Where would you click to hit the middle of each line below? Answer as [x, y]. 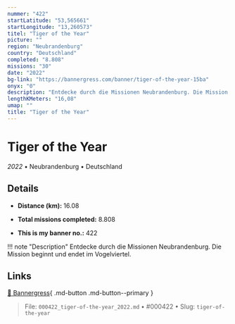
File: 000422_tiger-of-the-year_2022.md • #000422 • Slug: [110, 306]
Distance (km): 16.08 [48, 206]
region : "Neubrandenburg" [45, 46]
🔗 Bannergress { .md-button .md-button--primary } [80, 293]
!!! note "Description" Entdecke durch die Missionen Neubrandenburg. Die [114, 247]
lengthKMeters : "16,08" [42, 99]
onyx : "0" [22, 86]
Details [23, 188]
